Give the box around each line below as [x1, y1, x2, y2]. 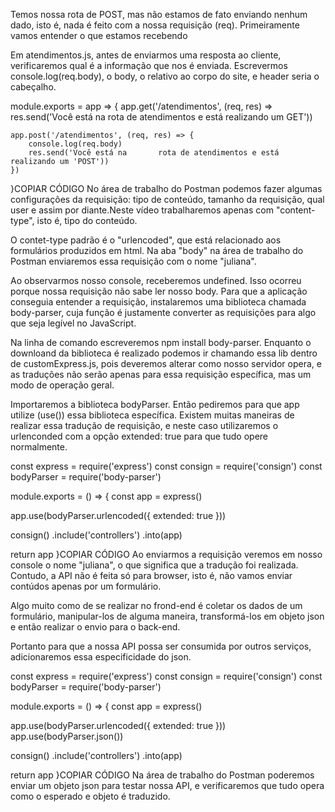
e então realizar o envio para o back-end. [10, 621, 181, 633]
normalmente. [10, 441, 68, 453]
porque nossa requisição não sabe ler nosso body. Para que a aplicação [10, 285, 308, 297]
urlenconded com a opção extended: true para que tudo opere [10, 430, 269, 442]
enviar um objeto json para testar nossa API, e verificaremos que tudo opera [10, 780, 325, 791]
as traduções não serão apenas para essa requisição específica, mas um [10, 369, 312, 380]
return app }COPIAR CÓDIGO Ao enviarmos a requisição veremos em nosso [10, 549, 323, 560]
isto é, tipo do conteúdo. [36, 215, 138, 226]
